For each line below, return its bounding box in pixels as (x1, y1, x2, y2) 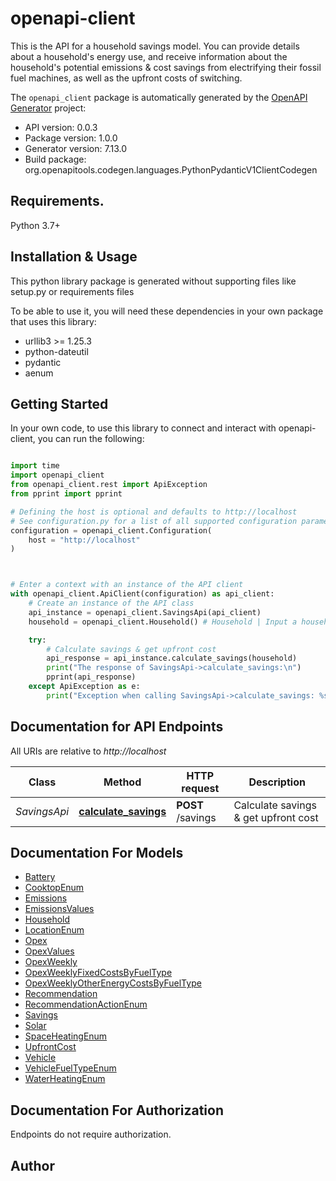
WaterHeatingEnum (24, 1073, 106, 1085)
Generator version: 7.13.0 (24, 142, 127, 154)
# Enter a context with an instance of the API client (10, 580, 244, 590)
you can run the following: (37, 433, 145, 445)
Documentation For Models (10, 844, 184, 861)
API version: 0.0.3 (24, 121, 98, 133)
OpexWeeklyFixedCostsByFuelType (24, 967, 173, 979)
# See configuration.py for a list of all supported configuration (10, 516, 298, 526)
